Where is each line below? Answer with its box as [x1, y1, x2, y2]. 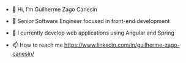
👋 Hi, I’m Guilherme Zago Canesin [12, 6, 97, 13]
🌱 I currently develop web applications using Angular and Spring [12, 29, 174, 36]
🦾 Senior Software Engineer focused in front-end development [12, 18, 170, 24]
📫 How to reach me [12, 41, 63, 48]
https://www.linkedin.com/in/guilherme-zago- [64, 41, 180, 48]
